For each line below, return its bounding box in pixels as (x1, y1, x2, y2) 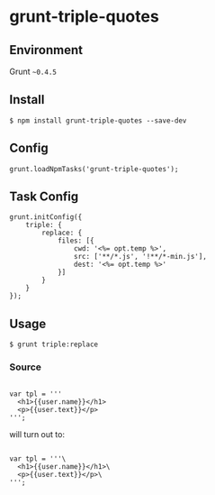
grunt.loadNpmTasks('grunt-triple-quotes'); (9, 164, 179, 173)
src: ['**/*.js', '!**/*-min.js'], (73, 252, 207, 261)
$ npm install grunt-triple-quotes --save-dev (9, 115, 187, 125)
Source (9, 361, 42, 373)
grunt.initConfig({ (9, 213, 83, 222)
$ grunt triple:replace (9, 340, 99, 349)
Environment (9, 42, 84, 58)
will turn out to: (9, 428, 66, 439)
